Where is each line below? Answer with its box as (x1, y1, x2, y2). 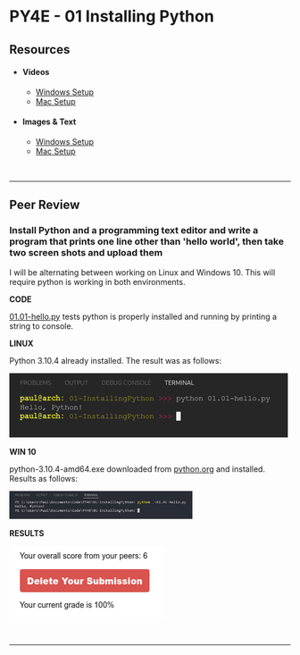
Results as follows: (9, 473, 79, 483)
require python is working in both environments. (9, 276, 186, 287)
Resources (9, 42, 71, 57)
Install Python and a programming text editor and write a (9, 224, 259, 237)
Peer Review (9, 197, 80, 213)
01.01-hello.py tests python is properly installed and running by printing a (9, 311, 278, 322)
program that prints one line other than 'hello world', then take (9, 235, 284, 248)
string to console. (9, 320, 74, 332)
